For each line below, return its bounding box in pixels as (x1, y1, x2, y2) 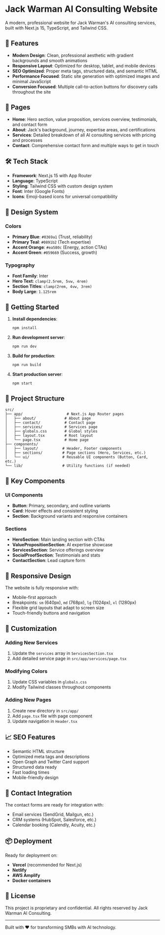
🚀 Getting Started (5, 303, 59, 311)
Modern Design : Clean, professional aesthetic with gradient (12, 52, 134, 58)
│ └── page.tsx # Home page (5, 437, 89, 442)
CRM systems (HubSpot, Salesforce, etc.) (12, 817, 97, 823)
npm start (12, 380, 33, 386)
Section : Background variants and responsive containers (12, 513, 128, 519)
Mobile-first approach (12, 594, 57, 600)
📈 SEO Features (5, 733, 55, 741)
